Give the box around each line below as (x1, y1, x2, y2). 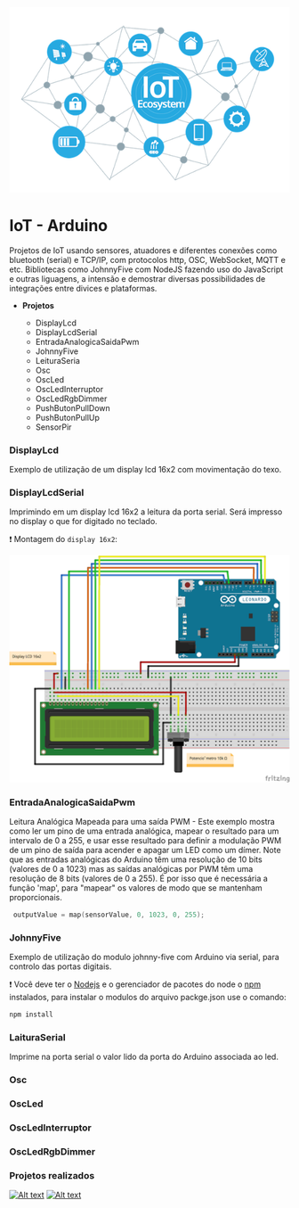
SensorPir (35, 422, 72, 432)
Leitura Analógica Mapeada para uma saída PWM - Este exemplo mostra (9, 817, 276, 827)
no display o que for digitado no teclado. (9, 516, 158, 527)
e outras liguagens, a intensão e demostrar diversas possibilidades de (9, 273, 266, 284)
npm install (9, 1010, 53, 1019)
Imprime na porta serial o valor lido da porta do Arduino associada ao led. (9, 1051, 279, 1063)
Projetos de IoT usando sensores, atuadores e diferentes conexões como (9, 244, 278, 256)
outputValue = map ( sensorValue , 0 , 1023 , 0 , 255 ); (12, 910, 205, 920)
